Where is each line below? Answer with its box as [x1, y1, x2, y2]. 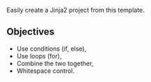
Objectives [6, 26, 55, 38]
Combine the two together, [16, 59, 94, 67]
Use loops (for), [16, 51, 62, 60]
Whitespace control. [16, 66, 75, 75]
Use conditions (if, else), [16, 44, 87, 53]
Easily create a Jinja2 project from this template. [6, 6, 145, 14]
